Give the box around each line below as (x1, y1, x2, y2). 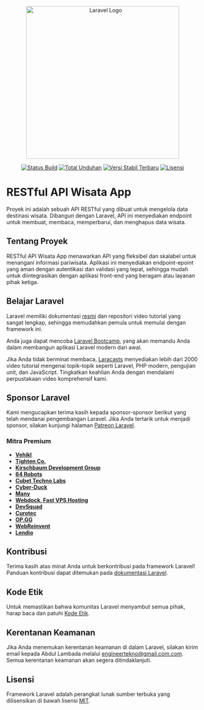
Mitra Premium (6, 437, 51, 445)
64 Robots (15, 470, 43, 478)
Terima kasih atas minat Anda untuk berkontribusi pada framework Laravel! (6, 563, 195, 570)
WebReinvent (15, 522, 51, 530)
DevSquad (15, 503, 43, 510)
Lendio (15, 529, 34, 536)
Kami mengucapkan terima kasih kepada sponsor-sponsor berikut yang (6, 409, 186, 416)
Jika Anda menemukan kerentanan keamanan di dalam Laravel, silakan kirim (6, 643, 199, 651)
